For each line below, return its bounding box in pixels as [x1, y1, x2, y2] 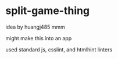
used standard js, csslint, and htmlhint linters [5, 46, 113, 53]
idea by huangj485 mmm [5, 23, 65, 30]
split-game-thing [5, 4, 90, 18]
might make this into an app [5, 34, 72, 41]
